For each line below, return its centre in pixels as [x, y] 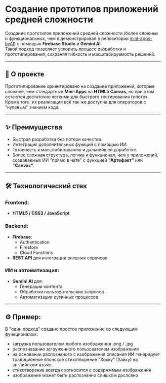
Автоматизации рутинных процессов [59, 297]
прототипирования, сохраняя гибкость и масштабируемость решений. [80, 54]
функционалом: [21, 334]
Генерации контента [41, 286]
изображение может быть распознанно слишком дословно [75, 375]
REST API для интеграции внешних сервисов [60, 258]
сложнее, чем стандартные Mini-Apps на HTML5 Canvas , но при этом [80, 91]
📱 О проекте [25, 74]
